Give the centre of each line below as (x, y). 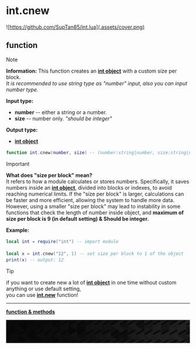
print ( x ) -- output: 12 (35, 260)
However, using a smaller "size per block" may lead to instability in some (93, 206)
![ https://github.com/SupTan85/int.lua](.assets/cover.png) (75, 27)
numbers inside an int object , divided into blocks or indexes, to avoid (89, 187)
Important (18, 164)
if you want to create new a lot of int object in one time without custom (91, 283)
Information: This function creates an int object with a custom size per (91, 71)
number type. (22, 90)
